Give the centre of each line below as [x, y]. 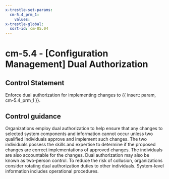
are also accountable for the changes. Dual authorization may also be [77, 155]
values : [22, 19]
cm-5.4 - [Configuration [57, 54]
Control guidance [33, 116]
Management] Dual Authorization [77, 64]
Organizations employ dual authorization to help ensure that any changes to [84, 128]
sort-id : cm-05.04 [29, 29]
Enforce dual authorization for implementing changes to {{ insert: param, [81, 95]
